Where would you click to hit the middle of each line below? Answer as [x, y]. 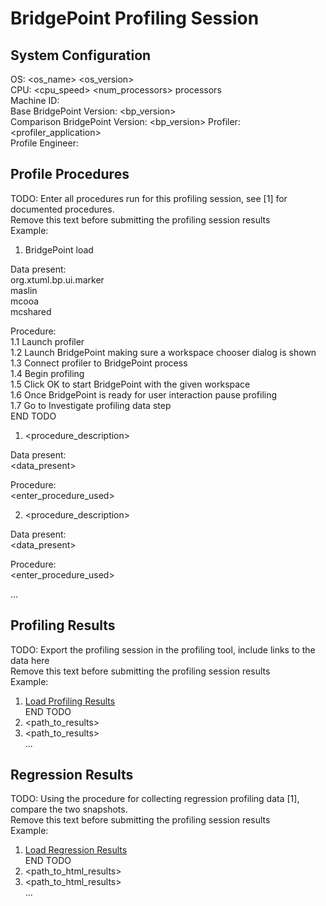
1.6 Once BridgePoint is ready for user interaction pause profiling [144, 394]
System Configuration [81, 55]
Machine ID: [35, 100]
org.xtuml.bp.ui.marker [57, 279]
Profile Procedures [70, 174]
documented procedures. [62, 209]
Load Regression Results [76, 850]
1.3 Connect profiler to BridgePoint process [99, 363]
